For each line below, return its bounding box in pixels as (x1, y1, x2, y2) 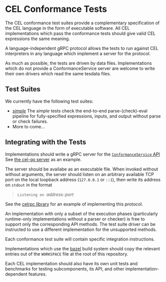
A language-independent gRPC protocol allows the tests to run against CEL (5, 45, 159, 51)
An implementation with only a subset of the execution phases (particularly (5, 211, 158, 217)
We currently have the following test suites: (5, 98, 94, 104)
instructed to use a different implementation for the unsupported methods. (5, 226, 157, 232)
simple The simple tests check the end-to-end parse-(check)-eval (12, 108, 148, 113)
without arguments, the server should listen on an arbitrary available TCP (5, 171, 155, 177)
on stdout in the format (5, 182, 53, 188)
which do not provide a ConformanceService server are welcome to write (5, 65, 155, 71)
